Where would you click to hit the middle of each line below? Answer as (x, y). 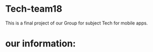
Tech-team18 (34, 9)
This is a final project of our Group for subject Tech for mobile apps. (76, 23)
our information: (41, 44)
